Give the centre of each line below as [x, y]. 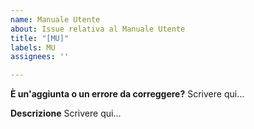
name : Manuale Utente [55, 19]
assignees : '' [40, 57]
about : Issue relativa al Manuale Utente [98, 29]
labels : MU [33, 47]
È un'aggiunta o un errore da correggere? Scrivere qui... [127, 94]
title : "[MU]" [40, 38]
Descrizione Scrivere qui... [66, 113]
